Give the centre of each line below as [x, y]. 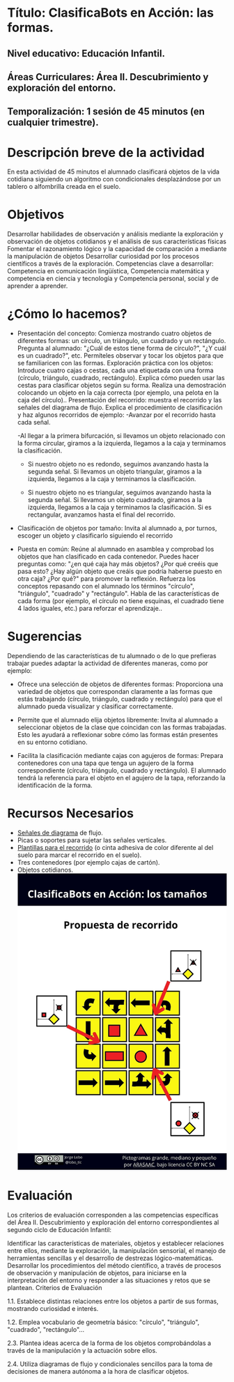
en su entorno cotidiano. [53, 742]
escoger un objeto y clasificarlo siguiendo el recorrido [95, 536]
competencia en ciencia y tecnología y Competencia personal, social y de [113, 279]
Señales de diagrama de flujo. [60, 833]
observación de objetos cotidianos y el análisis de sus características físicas [117, 241]
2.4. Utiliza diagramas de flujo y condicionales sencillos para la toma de [110, 1364]
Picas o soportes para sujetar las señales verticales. [92, 840]
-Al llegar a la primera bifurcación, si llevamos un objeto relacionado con [121, 436]
